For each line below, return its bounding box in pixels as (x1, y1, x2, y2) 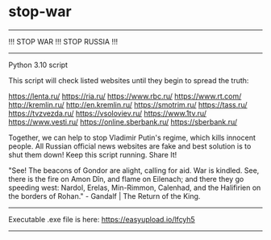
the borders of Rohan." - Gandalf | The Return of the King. (8, 191, 201, 200)
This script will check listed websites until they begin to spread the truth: (8, 75, 249, 85)
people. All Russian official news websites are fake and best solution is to (8, 141, 252, 151)
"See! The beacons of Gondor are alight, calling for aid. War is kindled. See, (8, 165, 260, 175)
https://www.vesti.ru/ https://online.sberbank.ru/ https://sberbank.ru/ (8, 116, 238, 127)
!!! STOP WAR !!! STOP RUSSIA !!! (8, 36, 119, 46)
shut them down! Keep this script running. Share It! (8, 149, 177, 159)
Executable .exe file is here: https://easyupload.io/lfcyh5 (8, 214, 195, 224)
